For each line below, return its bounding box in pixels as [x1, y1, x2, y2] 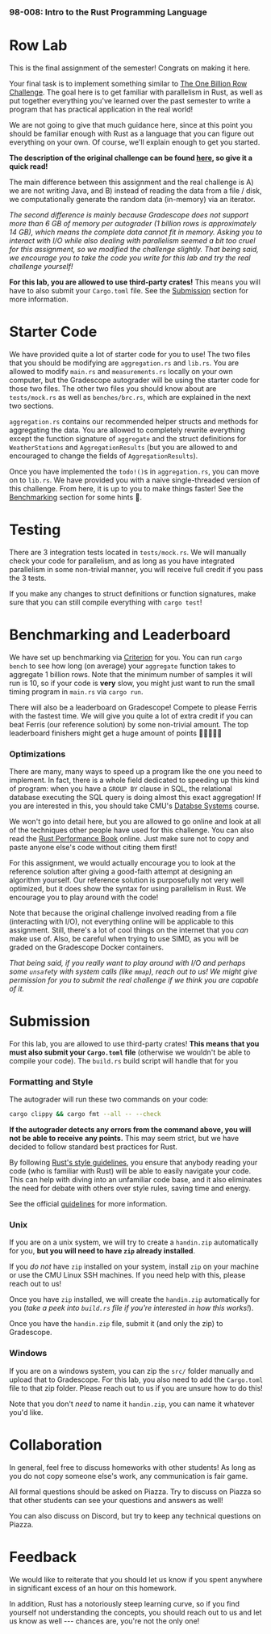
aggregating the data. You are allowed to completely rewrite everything [9, 425, 245, 435]
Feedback [9, 1548, 77, 1566]
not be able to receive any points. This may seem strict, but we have [9, 1134, 240, 1143]
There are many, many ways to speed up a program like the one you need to [9, 766, 263, 776]
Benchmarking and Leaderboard [9, 625, 231, 644]
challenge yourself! [9, 261, 73, 271]
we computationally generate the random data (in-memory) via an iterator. [9, 194, 256, 204]
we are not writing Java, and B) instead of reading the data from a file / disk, [9, 185, 262, 196]
